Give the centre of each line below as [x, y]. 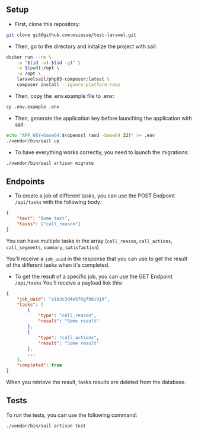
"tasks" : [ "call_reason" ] [49, 224]
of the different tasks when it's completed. [58, 265]
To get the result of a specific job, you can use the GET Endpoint [94, 276]
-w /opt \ [29, 74]
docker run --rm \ [29, 57]
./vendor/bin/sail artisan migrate [50, 163]
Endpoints [25, 181]
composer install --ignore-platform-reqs [68, 85]
